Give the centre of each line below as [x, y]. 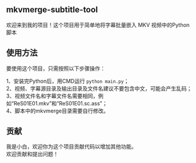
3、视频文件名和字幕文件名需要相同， [52, 96]
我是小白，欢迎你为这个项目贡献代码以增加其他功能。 [71, 147]
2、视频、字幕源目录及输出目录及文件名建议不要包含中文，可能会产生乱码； [99, 88]
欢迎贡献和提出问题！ [32, 154]
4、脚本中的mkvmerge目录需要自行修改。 [57, 111]
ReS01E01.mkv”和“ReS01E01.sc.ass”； [61, 103]
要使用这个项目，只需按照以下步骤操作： [56, 68]
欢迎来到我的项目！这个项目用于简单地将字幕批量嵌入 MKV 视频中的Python [98, 25]
